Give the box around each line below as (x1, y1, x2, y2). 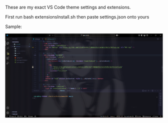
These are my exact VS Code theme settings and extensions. (5, 4, 131, 10)
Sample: (5, 23, 22, 29)
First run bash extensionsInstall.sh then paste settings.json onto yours (5, 14, 149, 19)
